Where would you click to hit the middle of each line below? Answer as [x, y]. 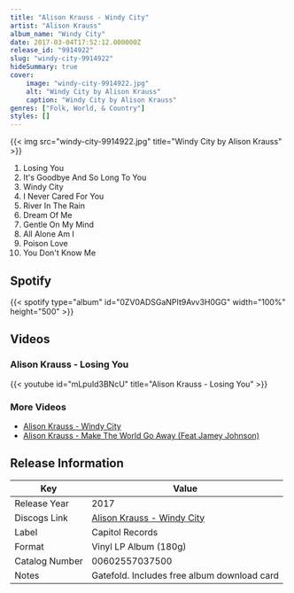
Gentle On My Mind [58, 225]
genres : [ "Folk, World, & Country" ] [77, 108]
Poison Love [46, 244]
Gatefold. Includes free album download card [186, 575]
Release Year [42, 503]
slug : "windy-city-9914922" [62, 59]
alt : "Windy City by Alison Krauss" [94, 91]
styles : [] [30, 116]
